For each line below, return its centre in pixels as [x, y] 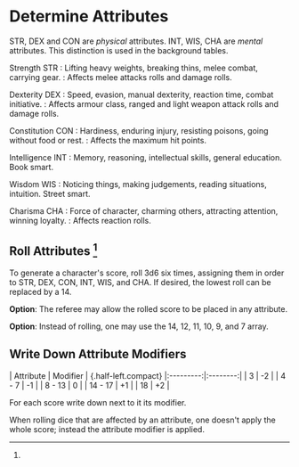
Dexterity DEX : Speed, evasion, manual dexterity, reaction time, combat [141, 94]
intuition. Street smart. [50, 193]
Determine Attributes [89, 16]
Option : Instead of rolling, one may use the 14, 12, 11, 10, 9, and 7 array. [139, 326]
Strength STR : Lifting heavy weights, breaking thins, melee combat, [133, 68]
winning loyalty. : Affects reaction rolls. [80, 220]
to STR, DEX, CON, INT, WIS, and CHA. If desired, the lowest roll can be [140, 282]
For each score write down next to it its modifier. [98, 402]
